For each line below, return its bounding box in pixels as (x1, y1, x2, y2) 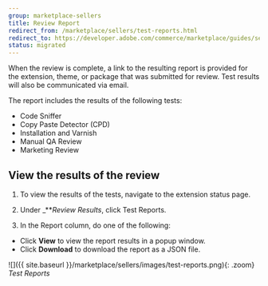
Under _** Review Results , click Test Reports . (19, 205, 167, 214)
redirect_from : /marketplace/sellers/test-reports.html (8, 26, 198, 34)
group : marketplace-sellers (8, 11, 102, 20)
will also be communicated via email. (8, 81, 129, 90)
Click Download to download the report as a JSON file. (19, 244, 201, 254)
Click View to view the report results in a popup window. (19, 236, 206, 245)
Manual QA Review (19, 137, 82, 146)
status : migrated (8, 42, 66, 50)
